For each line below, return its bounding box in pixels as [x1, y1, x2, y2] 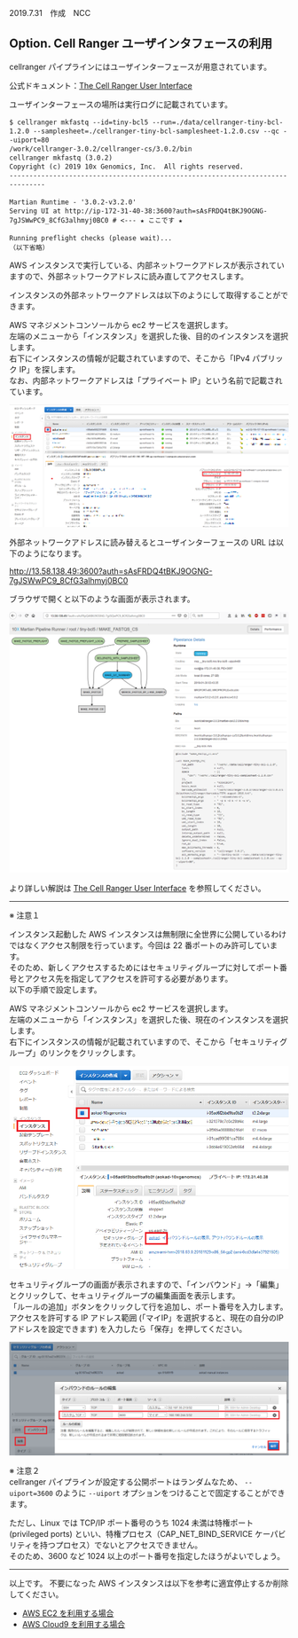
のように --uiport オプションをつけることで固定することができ [54, 1488, 286, 1498]
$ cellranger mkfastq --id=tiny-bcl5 [9, 118, 149, 127]
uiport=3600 [9, 1489, 53, 1498]
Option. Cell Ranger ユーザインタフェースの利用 [9, 36, 273, 51]
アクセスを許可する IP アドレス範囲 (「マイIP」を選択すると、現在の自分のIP [9, 1313, 284, 1323]
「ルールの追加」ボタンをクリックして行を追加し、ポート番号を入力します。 [9, 1302, 288, 1313]
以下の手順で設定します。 [9, 984, 102, 995]
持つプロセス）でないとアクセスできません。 [39, 1540, 203, 1550]
